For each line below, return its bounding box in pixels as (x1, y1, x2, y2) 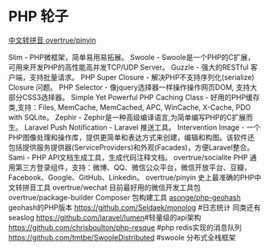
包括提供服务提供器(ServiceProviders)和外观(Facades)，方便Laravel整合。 (8, 142, 255, 152)
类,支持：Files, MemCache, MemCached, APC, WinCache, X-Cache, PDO (8, 102, 251, 112)
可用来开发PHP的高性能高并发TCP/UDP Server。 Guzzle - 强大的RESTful (8, 62, 249, 72)
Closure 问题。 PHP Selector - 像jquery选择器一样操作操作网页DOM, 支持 (8, 82, 251, 92)
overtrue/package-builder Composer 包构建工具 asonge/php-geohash (8, 192, 241, 202)
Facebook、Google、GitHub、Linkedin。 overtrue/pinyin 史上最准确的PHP (8, 172, 255, 182)
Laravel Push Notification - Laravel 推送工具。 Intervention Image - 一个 (23, 122, 261, 132)
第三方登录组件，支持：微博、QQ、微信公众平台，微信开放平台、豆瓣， (14, 162, 251, 172)
